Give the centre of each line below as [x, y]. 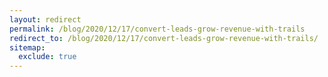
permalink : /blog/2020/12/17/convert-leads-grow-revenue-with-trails [157, 29]
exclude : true [47, 57]
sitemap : [27, 47]
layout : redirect [45, 19]
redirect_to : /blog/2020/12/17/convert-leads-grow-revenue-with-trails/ [164, 38]
